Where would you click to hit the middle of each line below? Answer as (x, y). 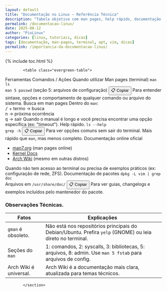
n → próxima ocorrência (30, 114)
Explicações (103, 217)
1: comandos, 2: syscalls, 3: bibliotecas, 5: (95, 246)
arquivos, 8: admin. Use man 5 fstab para (94, 253)
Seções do (20, 250)
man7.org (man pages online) (42, 148)
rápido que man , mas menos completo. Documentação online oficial (74, 138)
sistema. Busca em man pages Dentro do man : (52, 103)
